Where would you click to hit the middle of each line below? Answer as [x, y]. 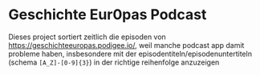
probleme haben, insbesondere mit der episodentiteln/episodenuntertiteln [130, 53]
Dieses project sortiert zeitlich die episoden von [87, 37]
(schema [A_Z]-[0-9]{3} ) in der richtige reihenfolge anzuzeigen [114, 62]
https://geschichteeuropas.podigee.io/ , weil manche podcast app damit [126, 45]
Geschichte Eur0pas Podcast [108, 15]
